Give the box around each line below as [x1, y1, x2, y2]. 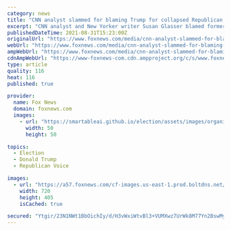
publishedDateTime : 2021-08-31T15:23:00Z [7, 29, 128, 36]
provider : [7, 93, 36, 100]
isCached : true [19, 200, 63, 207]
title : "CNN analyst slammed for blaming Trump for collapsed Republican [7, 16, 223, 23]
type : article [7, 61, 48, 68]
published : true [7, 80, 54, 87]
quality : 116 [7, 67, 45, 74]
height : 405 [19, 194, 54, 201]
